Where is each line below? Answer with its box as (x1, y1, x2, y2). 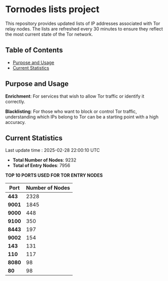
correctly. (5, 98, 25, 105)
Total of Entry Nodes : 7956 (12, 163, 71, 169)
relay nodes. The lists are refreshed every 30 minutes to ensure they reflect (5, 25, 163, 32)
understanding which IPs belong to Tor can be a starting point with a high (5, 113, 159, 120)
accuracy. (5, 119, 26, 125)
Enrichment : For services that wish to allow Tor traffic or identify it (5, 93, 145, 99)
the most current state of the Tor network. (5, 31, 93, 37)
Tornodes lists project (5, 4, 100, 15)
